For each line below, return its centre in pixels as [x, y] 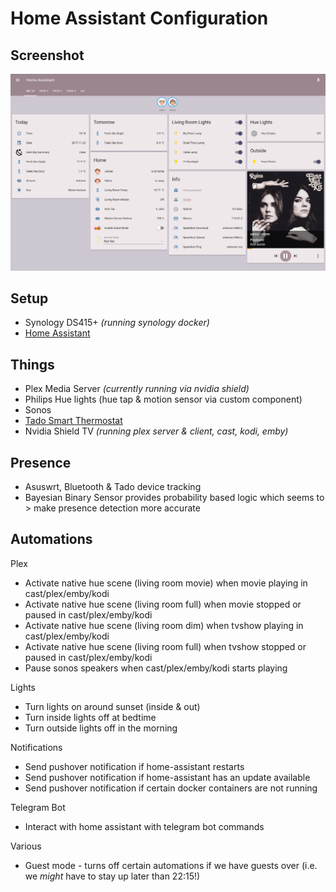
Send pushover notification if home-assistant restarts [134, 766]
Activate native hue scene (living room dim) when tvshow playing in [164, 625]
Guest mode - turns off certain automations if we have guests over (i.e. [171, 865]
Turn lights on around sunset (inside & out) [112, 706]
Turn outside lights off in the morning [101, 728]
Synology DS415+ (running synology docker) [117, 323]
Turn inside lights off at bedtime [90, 717]
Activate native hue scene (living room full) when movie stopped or [163, 604]
